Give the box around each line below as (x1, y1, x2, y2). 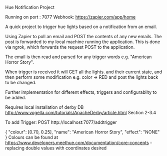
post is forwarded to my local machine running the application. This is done (5, 39, 160, 45)
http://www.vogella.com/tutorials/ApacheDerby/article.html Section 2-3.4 (5, 110, 156, 115)
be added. (5, 95, 26, 100)
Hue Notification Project (5, 5, 55, 10)
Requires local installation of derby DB (5, 104, 84, 110)
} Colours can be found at (5, 134, 58, 140)
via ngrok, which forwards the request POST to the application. (5, 44, 135, 50)
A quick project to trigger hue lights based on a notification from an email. (5, 24, 157, 30)
